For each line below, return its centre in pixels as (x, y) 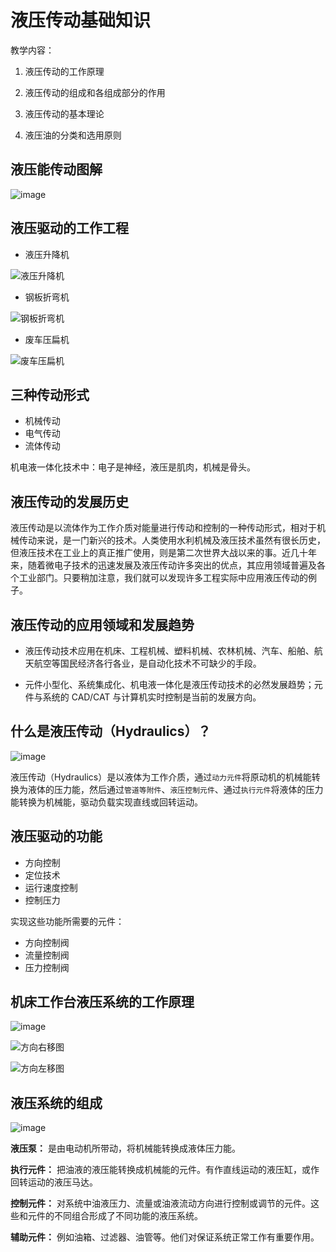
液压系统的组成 (56, 1102)
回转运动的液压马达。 (54, 1182)
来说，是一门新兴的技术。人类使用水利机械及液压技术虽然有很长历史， (181, 540)
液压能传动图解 (56, 169)
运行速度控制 (51, 887)
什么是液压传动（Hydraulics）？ (111, 731)
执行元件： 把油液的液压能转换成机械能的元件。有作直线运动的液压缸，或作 (165, 1170)
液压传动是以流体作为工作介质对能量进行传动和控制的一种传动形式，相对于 (163, 528)
